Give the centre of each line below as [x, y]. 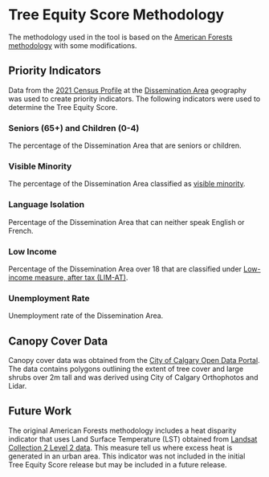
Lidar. [18, 386]
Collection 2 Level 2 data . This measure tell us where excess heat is [120, 447]
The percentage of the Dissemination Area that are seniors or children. [125, 145]
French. [21, 230]
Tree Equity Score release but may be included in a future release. [118, 464]
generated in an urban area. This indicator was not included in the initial [127, 456]
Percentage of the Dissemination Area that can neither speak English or [126, 222]
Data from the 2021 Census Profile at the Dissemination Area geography [128, 90]
